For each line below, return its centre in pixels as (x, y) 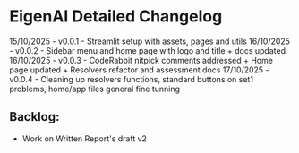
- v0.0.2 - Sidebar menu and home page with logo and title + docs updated (148, 50)
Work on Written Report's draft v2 (85, 138)
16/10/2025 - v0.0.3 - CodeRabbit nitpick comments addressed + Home (141, 60)
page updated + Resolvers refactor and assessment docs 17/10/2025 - (140, 70)
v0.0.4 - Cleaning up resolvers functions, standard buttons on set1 (131, 79)
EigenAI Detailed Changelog (116, 17)
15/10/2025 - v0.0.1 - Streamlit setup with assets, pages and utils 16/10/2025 (150, 41)
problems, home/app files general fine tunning (95, 89)
